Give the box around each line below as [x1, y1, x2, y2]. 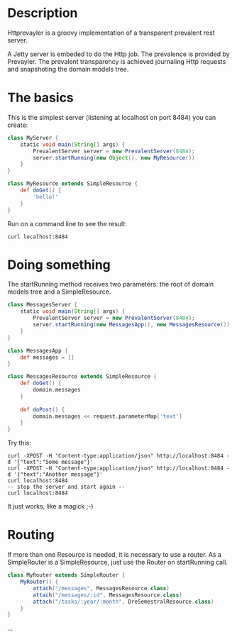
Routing [7, 527, 55, 543]
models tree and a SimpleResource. [7, 287, 111, 296]
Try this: [7, 438, 32, 448]
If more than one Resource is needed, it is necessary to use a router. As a [7, 550, 222, 559]
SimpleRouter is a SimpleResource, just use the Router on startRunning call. [7, 558, 228, 567]
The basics [7, 90, 75, 106]
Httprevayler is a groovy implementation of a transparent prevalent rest [7, 28, 215, 37]
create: [7, 121, 28, 129]
